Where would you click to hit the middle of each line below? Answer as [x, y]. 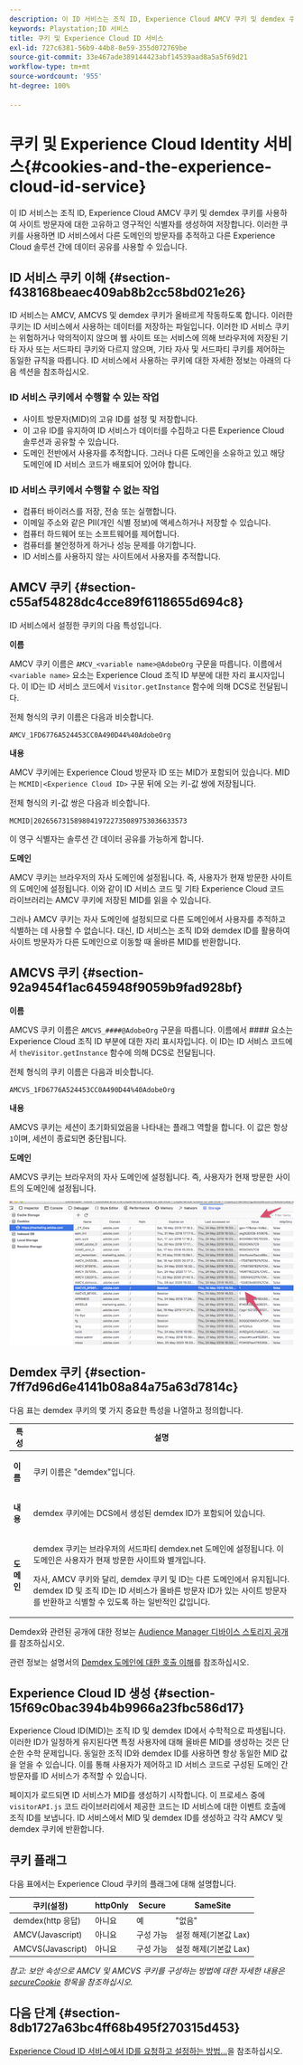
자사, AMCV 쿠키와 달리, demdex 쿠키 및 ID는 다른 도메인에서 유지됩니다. [161, 1579]
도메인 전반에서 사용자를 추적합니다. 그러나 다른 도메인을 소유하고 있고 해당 [154, 453]
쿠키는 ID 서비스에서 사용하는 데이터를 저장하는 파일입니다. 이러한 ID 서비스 [141, 326]
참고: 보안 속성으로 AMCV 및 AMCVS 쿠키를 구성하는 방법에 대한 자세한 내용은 [147, 1970]
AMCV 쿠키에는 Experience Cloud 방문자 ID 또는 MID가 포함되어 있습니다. [141, 772]
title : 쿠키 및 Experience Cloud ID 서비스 [87, 38]
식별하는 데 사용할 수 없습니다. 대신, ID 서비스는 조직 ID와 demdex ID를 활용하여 [150, 930]
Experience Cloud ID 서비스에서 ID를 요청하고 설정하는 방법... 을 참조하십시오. [146, 2051]
